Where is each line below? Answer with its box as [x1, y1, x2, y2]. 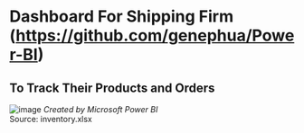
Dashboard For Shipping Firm [9, 6, 233, 27]
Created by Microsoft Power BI [43, 104, 158, 114]
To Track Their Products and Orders [9, 80, 215, 95]
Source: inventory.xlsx [9, 114, 92, 124]
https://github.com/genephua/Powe [15, 25, 295, 46]
